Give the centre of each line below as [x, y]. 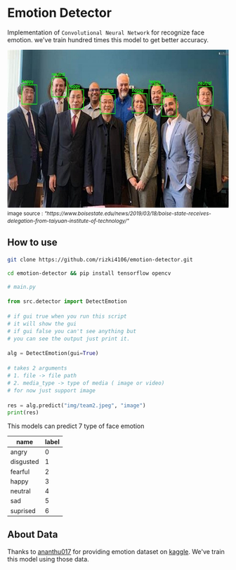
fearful [20, 472]
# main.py [22, 287]
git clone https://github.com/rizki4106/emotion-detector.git [100, 259]
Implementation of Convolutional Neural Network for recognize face [106, 32]
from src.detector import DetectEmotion [67, 302]
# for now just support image [52, 390]
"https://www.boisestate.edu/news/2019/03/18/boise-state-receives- [128, 213]
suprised [23, 510]
